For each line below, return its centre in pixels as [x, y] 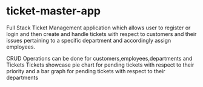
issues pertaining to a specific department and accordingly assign [89, 40]
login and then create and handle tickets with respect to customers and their [101, 34]
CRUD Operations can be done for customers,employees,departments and [99, 58]
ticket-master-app [54, 11]
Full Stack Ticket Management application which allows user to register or [98, 28]
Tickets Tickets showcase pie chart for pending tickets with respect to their [100, 65]
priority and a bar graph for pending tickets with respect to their [86, 71]
